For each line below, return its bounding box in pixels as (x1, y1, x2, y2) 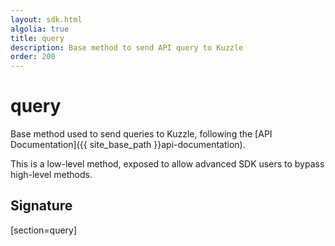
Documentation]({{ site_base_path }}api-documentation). (10, 139, 246, 151)
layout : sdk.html (10, 14, 83, 25)
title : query (10, 33, 65, 43)
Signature (10, 197, 73, 215)
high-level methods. (10, 169, 93, 181)
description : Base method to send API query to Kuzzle (10, 42, 244, 53)
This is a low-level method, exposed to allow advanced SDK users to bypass (10, 158, 325, 170)
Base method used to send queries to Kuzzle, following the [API (10, 128, 273, 140)
